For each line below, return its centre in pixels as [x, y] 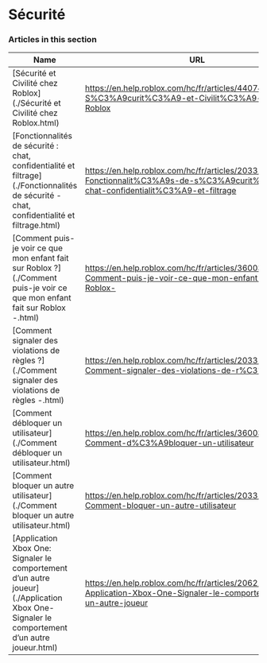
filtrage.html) [37, 226]
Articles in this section [52, 40]
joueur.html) [35, 648]
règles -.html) [39, 401]
